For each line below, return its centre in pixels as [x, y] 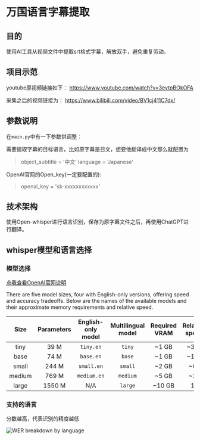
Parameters [54, 330]
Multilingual [128, 326]
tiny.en [91, 347]
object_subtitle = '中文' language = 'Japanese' [77, 162]
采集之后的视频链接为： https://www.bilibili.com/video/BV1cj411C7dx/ [91, 100]
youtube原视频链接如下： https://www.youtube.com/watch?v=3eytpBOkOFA [100, 88]
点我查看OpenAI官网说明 [36, 283]
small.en [90, 366]
